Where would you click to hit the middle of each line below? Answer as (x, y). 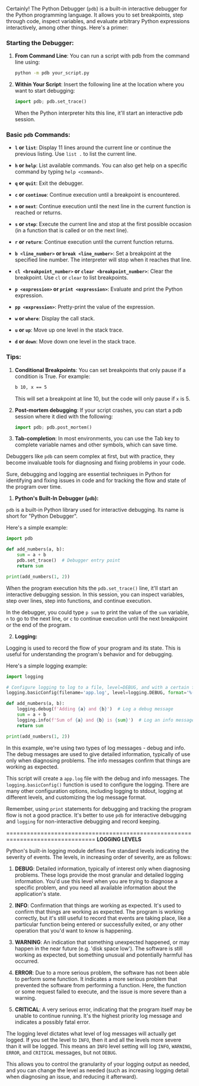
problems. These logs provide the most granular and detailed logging (99, 875)
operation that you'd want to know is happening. (74, 930)
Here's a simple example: (37, 528)
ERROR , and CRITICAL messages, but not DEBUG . (62, 1052)
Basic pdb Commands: (38, 134)
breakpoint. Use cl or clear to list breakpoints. (71, 278)
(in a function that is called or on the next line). (71, 231)
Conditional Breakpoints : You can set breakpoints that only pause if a (100, 370)
